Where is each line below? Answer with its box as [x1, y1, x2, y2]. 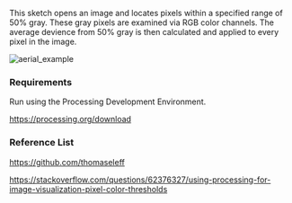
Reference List [9, 137, 75, 149]
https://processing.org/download [9, 114, 132, 125]
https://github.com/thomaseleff [9, 156, 126, 167]
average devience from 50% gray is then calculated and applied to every [9, 27, 279, 37]
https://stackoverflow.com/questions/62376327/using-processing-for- [9, 174, 271, 185]
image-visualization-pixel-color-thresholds [9, 183, 168, 194]
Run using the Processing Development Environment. [9, 96, 207, 107]
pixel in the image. [9, 36, 77, 47]
